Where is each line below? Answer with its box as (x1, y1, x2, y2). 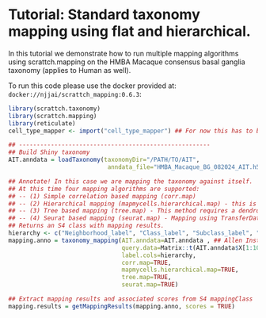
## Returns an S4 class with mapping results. (8, 222, 165, 230)
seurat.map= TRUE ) (121, 281, 179, 289)
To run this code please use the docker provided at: (8, 81, 177, 90)
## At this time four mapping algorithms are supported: (8, 185, 200, 193)
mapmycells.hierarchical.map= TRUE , (121, 266, 239, 274)
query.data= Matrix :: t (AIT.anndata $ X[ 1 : (121, 243, 253, 251)
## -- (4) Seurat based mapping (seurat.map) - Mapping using (8, 214, 218, 223)
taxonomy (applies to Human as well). (8, 65, 131, 75)
